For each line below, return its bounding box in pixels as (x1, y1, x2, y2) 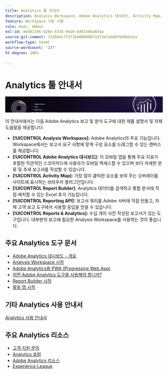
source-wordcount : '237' (5, 45, 57, 50)
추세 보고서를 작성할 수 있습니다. (23, 166, 86, 172)
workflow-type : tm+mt (5, 40, 50, 45)
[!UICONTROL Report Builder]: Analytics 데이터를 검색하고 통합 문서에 (12, 185, 154, 191)
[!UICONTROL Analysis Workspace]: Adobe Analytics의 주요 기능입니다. (12, 135, 161, 141)
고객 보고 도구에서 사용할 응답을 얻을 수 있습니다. (17, 204, 112, 210)
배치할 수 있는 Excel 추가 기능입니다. (17, 191, 89, 198)
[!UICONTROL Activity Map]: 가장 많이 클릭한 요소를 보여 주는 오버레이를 (12, 172, 158, 178)
